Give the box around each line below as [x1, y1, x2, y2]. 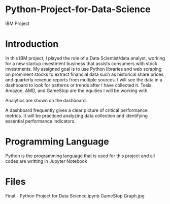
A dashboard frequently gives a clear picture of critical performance [5, 107, 148, 113]
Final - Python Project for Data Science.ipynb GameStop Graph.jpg [5, 192, 145, 199]
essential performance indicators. [5, 118, 76, 124]
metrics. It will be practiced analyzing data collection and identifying [5, 112, 148, 119]
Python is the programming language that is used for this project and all [5, 153, 155, 159]
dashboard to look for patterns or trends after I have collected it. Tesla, [5, 82, 153, 88]
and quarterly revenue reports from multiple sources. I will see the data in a [5, 76, 162, 82]
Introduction [5, 38, 59, 50]
